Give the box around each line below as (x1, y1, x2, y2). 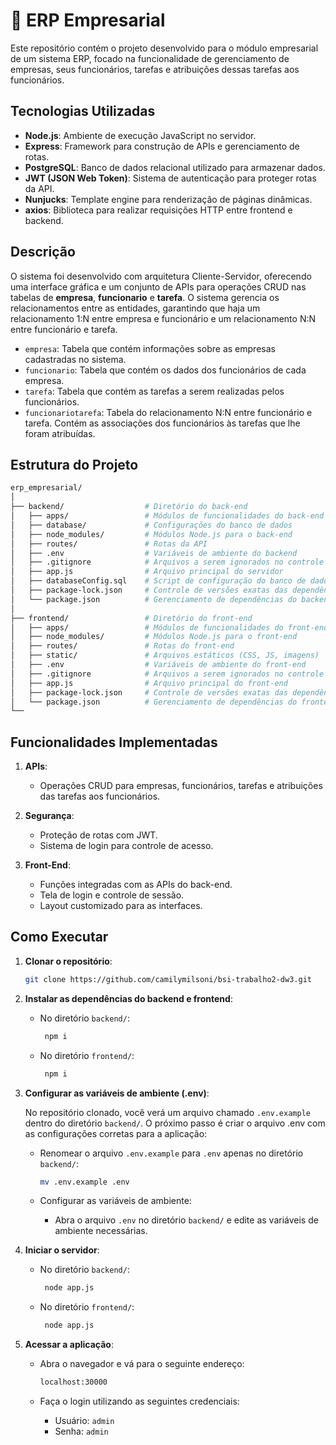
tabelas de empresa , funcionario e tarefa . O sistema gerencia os (10, 291, 280, 303)
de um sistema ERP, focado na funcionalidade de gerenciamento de (10, 52, 290, 64)
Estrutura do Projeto (10, 456, 139, 473)
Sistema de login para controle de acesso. (39, 840, 214, 852)
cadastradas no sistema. (24, 353, 127, 365)
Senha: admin (54, 1425, 109, 1437)
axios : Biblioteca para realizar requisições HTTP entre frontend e (24, 204, 293, 216)
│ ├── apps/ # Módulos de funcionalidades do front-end (10, 622, 329, 633)
